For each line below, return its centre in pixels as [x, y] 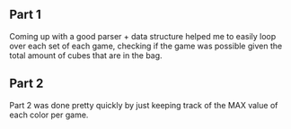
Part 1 [26, 15]
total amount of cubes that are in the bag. [86, 55]
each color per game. [49, 115]
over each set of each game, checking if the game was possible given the [146, 46]
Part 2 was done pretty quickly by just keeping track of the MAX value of [144, 105]
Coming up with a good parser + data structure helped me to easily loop [143, 36]
